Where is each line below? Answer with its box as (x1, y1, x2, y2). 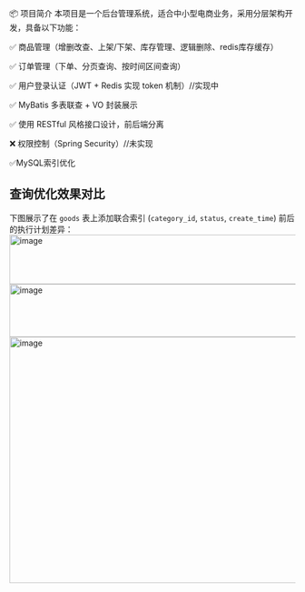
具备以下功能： (25, 22, 82, 33)
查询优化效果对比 (9, 186, 105, 202)
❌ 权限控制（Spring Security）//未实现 (9, 138, 153, 148)
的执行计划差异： (9, 224, 74, 235)
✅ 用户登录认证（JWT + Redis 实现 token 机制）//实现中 (9, 80, 220, 91)
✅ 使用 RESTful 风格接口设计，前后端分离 (9, 119, 164, 129)
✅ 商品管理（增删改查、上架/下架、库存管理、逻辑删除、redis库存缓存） (9, 42, 279, 52)
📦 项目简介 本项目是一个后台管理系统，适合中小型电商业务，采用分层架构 (9, 8, 286, 18)
